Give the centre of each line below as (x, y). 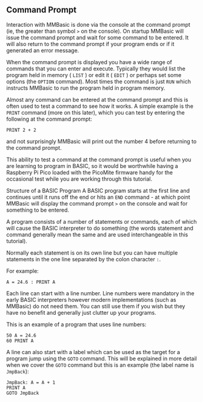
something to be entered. (38, 210)
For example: (23, 271)
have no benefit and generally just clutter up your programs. (81, 312)
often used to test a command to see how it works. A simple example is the (100, 106)
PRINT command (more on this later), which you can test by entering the (95, 112)
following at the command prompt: (49, 119)
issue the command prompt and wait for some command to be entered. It (98, 37)
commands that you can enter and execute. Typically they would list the (96, 69)
